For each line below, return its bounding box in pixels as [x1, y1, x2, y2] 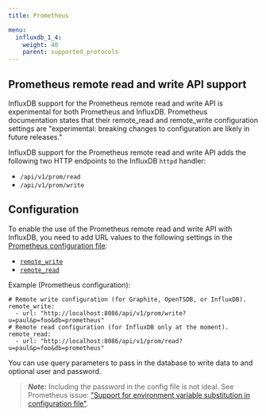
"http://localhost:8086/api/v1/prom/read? [40, 337, 183, 345]
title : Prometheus [8, 11, 69, 20]
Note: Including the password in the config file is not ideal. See [27, 382, 234, 391]
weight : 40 [22, 40, 59, 48]
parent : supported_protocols [22, 48, 119, 56]
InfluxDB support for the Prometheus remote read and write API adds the [8, 148, 246, 157]
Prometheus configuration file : [8, 241, 108, 250]
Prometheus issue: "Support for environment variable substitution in [27, 390, 250, 399]
